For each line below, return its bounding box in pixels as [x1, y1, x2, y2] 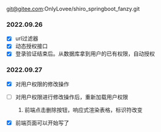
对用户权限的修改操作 [15, 80, 69, 88]
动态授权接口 [15, 43, 48, 50]
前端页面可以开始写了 [15, 119, 69, 127]
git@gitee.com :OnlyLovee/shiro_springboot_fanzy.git [6, 5, 140, 12]
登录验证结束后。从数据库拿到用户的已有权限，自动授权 [15, 50, 155, 57]
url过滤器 [15, 35, 39, 42]
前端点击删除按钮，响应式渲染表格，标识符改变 [24, 106, 143, 113]
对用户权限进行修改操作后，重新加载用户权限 [15, 93, 129, 100]
